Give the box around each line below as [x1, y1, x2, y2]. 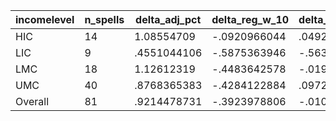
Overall [15, 95, 49, 108]
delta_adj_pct [135, 13, 202, 26]
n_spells [84, 13, 125, 26]
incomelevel [15, 13, 75, 26]
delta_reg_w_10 [211, 13, 290, 26]
